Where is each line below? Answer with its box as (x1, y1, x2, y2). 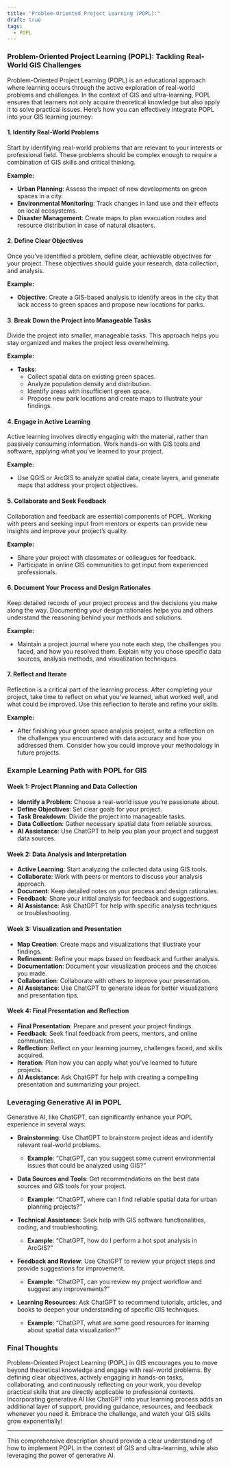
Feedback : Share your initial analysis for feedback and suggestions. (16, 895, 209, 903)
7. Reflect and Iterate (7, 670, 67, 678)
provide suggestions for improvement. (16, 1264, 125, 1273)
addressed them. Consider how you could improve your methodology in (16, 741, 220, 749)
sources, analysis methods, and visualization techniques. (16, 654, 178, 663)
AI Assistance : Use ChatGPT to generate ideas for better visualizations (16, 984, 218, 992)
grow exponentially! (7, 1417, 63, 1426)
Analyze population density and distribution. (27, 380, 152, 388)
